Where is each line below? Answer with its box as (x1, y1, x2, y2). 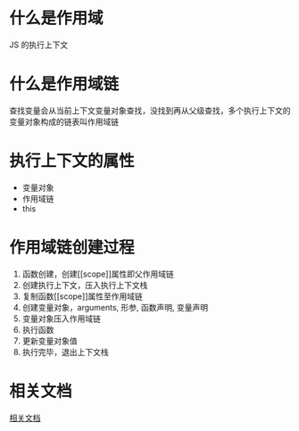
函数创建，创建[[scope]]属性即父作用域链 (21, 269, 174, 279)
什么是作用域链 (9, 74, 120, 95)
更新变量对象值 (21, 336, 78, 346)
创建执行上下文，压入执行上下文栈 (21, 279, 148, 290)
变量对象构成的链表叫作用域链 (9, 116, 119, 127)
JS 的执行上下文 (9, 39, 69, 50)
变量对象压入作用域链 (21, 313, 101, 324)
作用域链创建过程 (9, 237, 136, 257)
